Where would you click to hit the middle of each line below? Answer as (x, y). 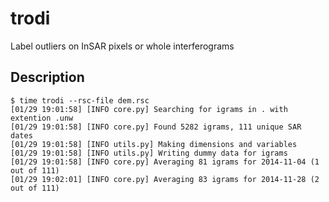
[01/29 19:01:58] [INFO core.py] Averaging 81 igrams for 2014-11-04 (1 (165, 162)
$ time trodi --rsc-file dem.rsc (80, 100)
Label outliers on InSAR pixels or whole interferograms (122, 46)
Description (47, 77)
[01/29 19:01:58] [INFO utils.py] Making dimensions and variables (154, 144)
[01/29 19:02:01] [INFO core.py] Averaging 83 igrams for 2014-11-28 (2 (165, 179)
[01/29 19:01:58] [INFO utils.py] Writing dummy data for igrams (149, 153)
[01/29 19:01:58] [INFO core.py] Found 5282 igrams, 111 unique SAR (156, 127)
